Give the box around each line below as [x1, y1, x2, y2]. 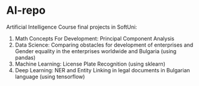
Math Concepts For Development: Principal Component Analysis [14, 35, 174, 42]
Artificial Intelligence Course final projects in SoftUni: [6, 23, 137, 30]
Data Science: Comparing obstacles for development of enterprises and [14, 41, 194, 48]
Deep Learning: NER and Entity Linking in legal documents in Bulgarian [14, 66, 191, 73]
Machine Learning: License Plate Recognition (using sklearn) [14, 60, 165, 67]
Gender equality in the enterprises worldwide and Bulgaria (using [14, 47, 177, 54]
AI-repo [6, 4, 46, 17]
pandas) [14, 54, 36, 61]
